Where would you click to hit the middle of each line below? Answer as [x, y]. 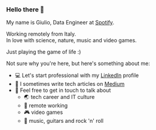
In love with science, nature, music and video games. [71, 41]
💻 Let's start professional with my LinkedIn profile [77, 75]
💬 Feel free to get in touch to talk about [63, 90]
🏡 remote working [46, 106]
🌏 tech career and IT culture [59, 97]
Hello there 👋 [25, 10]
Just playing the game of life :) [44, 52]
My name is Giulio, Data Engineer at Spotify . [60, 23]
